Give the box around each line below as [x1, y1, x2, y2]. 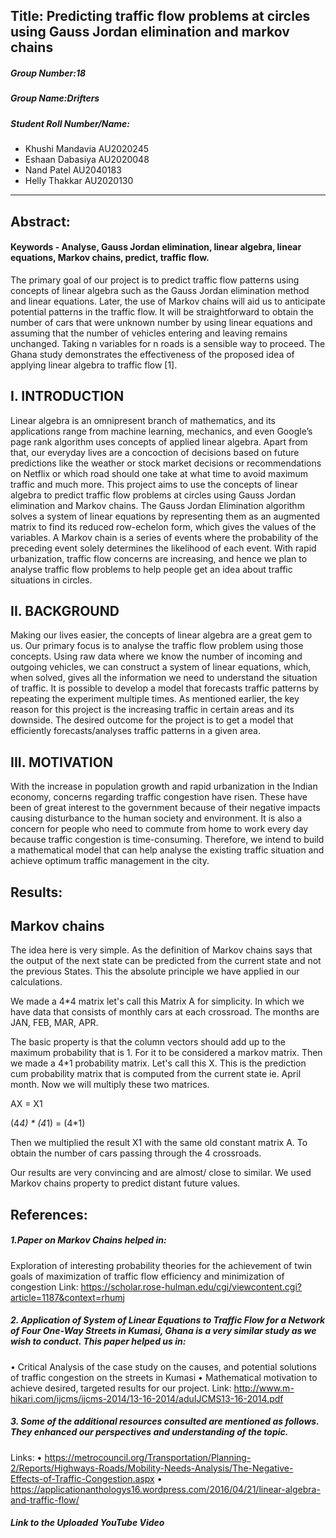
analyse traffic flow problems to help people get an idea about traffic [10, 563, 293, 575]
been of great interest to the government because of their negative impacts [10, 802, 321, 814]
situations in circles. [10, 574, 93, 586]
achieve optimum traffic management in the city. [10, 855, 210, 867]
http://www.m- [233, 1382, 295, 1394]
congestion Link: [10, 1280, 79, 1293]
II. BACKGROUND [10, 602, 120, 619]
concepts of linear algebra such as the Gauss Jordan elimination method [10, 284, 310, 296]
